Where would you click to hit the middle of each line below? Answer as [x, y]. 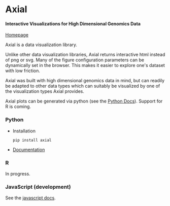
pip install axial [32, 140]
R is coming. [18, 107]
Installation [24, 131]
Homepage [17, 35]
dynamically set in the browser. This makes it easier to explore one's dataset [85, 65]
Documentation [29, 149]
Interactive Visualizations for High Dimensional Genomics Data [73, 23]
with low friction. [23, 71]
